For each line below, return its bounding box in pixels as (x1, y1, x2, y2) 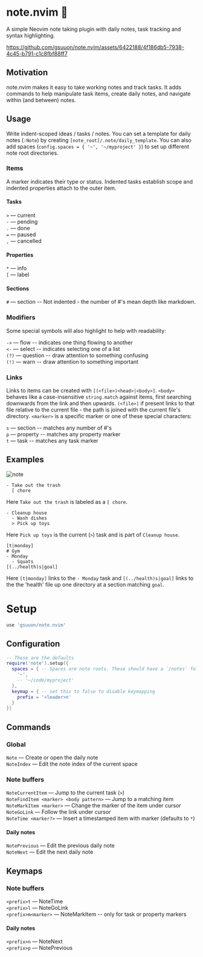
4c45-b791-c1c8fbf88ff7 (6, 50, 68, 57)
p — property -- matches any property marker (6, 431, 121, 438)
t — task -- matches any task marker (6, 437, 98, 445)
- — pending (6, 218, 38, 225)
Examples (6, 454, 44, 465)
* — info (6, 265, 27, 272)
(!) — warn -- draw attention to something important (6, 358, 139, 365)
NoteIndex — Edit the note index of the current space (6, 760, 138, 767)
